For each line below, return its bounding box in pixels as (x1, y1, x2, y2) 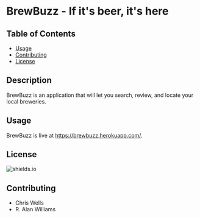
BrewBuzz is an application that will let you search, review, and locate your (6, 91, 194, 99)
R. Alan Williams (15, 206, 56, 213)
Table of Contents (6, 29, 76, 39)
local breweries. (6, 97, 47, 105)
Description (6, 75, 52, 86)
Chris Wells (15, 199, 44, 206)
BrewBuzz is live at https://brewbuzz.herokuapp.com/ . (6, 132, 143, 139)
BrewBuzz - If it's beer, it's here (6, 4, 169, 18)
